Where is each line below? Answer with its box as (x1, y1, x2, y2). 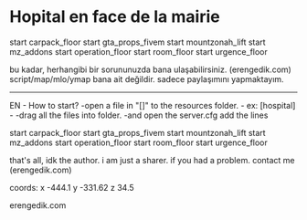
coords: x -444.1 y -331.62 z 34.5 (9, 182, 134, 193)
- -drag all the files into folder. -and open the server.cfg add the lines (9, 110, 269, 120)
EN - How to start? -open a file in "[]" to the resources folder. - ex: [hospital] (9, 100, 296, 110)
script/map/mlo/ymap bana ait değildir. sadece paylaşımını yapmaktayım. (9, 73, 285, 84)
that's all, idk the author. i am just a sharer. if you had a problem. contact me (9, 154, 295, 165)
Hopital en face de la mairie (9, 6, 221, 27)
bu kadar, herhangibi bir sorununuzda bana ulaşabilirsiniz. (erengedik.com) (9, 64, 292, 75)
